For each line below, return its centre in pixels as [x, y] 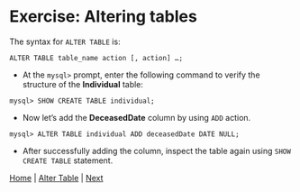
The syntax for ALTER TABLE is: [65, 41]
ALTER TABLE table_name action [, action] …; [96, 58]
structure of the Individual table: [83, 84]
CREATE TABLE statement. [68, 160]
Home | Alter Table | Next [56, 178]
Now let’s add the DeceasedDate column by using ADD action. [136, 117]
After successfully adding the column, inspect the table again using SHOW [156, 151]
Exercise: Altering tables [104, 17]
